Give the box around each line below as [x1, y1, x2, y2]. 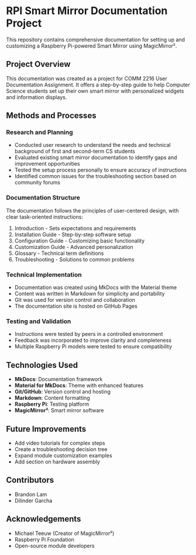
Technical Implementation [6, 270, 82, 278]
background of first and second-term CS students [14, 148, 136, 155]
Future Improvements [6, 424, 87, 434]
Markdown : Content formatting [14, 395, 90, 402]
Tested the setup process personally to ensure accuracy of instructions [14, 166, 187, 174]
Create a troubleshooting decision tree [14, 445, 108, 453]
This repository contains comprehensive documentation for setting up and [6, 36, 185, 43]
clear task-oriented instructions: [6, 213, 84, 220]
